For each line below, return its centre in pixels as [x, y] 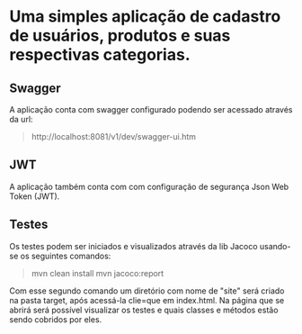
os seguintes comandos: [66, 256]
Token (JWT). [35, 196]
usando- [275, 246]
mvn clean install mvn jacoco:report [98, 273]
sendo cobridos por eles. [56, 319]
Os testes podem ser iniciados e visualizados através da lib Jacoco [133, 246]
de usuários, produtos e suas [120, 36]
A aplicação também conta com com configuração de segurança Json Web [149, 186]
